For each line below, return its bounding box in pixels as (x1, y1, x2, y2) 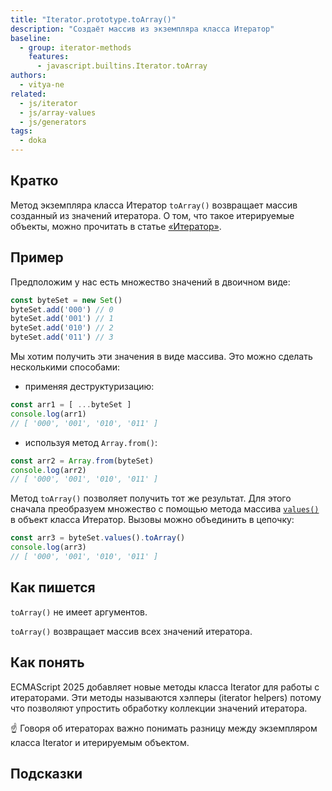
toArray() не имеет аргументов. (10, 606, 148, 618)
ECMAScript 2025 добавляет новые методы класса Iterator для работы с (10, 681, 320, 693)
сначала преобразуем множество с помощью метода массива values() (10, 503, 320, 515)
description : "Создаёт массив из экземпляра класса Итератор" (10, 24, 275, 34)
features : (28, 52, 70, 62)
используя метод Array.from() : (24, 436, 158, 448)
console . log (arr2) (10, 465, 87, 475)
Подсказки (10, 765, 83, 782)
